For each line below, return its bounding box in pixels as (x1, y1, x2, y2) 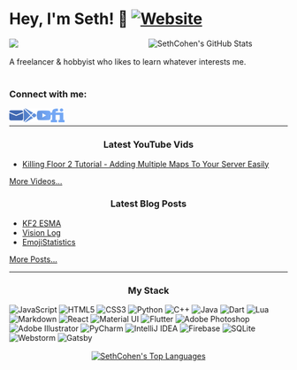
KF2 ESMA (21, 218, 62, 228)
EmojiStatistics (21, 236, 76, 247)
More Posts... (9, 253, 57, 265)
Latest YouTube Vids (103, 138, 194, 150)
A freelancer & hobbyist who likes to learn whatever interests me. (9, 56, 247, 66)
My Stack (127, 284, 170, 297)
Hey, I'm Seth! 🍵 (9, 9, 128, 29)
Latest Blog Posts (110, 197, 187, 210)
